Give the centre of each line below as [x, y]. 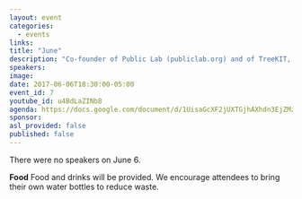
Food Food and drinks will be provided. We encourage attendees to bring [145, 177]
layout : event [36, 17]
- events [34, 34]
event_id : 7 [31, 92]
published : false [42, 134]
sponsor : [26, 117]
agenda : [24, 109]
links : [22, 43]
